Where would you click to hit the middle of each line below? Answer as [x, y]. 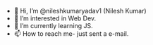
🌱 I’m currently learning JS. [53, 26]
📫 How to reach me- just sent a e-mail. [71, 34]
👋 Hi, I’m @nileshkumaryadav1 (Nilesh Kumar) [80, 11]
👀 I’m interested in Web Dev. [55, 18]
